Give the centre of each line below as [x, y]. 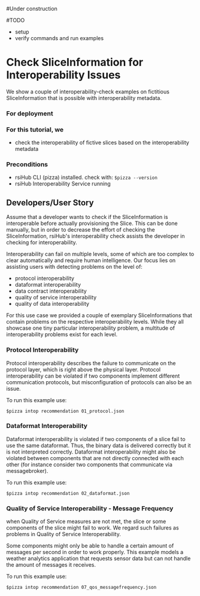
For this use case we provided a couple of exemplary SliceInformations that [99, 315]
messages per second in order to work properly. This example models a [95, 552]
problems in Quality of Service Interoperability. [63, 534]
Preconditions [27, 165]
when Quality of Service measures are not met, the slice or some [86, 521]
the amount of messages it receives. [51, 565]
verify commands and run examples [59, 38]
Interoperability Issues [63, 75]
